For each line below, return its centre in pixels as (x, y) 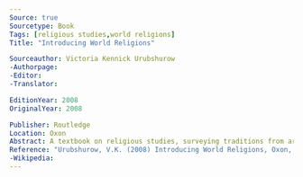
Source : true (34, 18)
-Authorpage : (34, 67)
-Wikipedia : (32, 158)
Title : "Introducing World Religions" (82, 43)
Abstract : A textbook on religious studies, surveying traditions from (147, 142)
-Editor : (26, 76)
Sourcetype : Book (42, 26)
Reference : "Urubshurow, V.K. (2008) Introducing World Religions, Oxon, (151, 150)
